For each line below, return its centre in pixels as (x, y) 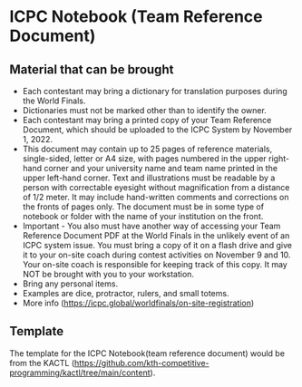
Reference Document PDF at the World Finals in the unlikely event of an (156, 236)
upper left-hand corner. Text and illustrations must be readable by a (149, 178)
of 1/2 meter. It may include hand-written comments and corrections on (156, 197)
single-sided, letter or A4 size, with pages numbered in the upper (145, 159)
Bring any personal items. (70, 284)
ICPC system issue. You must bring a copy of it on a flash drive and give (157, 245)
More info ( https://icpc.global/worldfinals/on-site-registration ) (138, 303)
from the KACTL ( (42, 363)
